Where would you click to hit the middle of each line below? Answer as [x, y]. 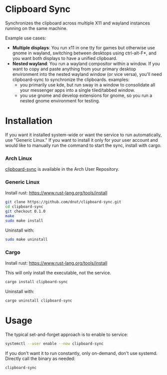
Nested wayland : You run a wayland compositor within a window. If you [86, 63]
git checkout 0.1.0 [25, 211]
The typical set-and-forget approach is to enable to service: [67, 334]
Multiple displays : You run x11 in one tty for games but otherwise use [84, 47]
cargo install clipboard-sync [37, 282]
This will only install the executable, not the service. [58, 273]
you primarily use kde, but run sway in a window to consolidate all [87, 85]
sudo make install [24, 221]
